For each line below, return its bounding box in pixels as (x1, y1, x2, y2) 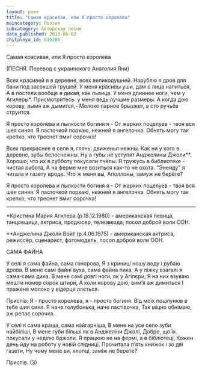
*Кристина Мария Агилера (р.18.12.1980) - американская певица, (6, 212, 174, 219)
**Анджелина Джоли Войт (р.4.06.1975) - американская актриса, (6, 230, 176, 237)
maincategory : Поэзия (6, 20, 61, 26)
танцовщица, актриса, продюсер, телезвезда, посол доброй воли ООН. (6, 219, 191, 226)
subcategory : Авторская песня (6, 25, 82, 32)
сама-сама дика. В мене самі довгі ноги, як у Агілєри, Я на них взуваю (6, 273, 189, 280)
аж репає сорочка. (6, 310, 55, 317)
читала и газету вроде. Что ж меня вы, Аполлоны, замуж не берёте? (6, 170, 183, 178)
